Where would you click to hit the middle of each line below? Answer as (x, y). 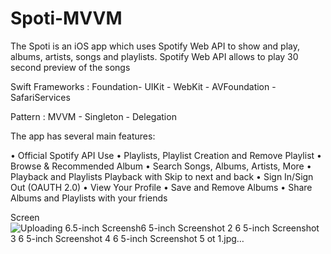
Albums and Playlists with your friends (89, 198)
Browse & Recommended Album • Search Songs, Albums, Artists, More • (161, 166)
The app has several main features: (83, 136)
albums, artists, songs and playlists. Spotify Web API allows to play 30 (154, 56)
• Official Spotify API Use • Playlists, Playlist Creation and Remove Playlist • (166, 155)
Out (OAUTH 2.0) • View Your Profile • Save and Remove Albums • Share (161, 187)
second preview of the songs (70, 67)
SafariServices (40, 97)
